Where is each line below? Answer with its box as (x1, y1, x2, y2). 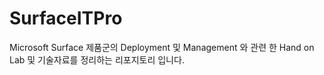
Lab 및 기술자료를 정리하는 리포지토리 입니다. (9, 53, 185, 66)
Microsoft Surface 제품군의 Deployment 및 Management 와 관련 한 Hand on (9, 41, 315, 53)
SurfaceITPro (9, 7, 123, 30)
